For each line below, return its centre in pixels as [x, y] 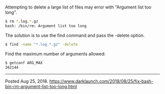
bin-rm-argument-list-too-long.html [41, 87]
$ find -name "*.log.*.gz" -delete [41, 44]
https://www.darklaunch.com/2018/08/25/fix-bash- [101, 81]
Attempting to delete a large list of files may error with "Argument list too [78, 7]
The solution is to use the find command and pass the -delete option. [75, 35]
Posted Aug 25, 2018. [27, 81]
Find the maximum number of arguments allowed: [55, 54]
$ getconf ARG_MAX [24, 63]
